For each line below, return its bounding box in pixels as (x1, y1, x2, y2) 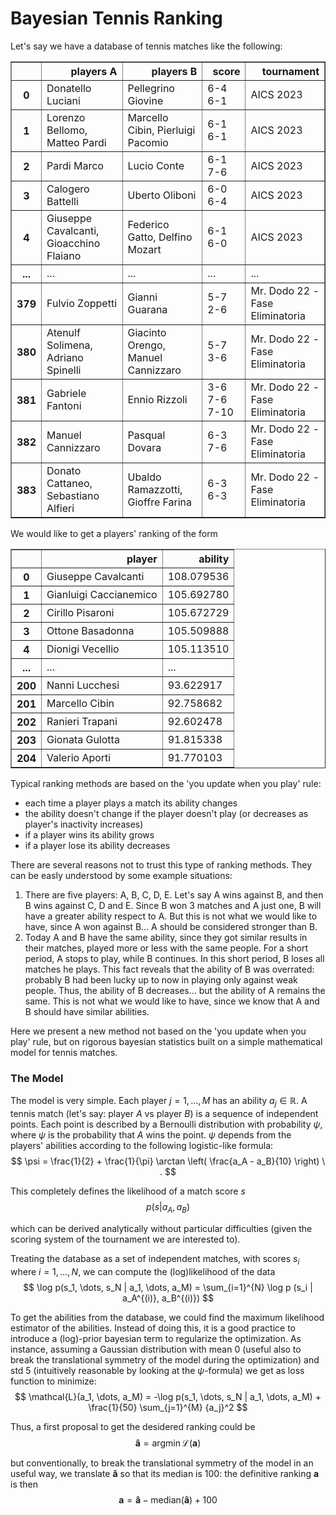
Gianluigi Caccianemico (46, 587, 158, 601)
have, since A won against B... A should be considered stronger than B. (24, 920, 318, 932)
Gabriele (46, 386, 87, 400)
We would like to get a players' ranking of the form (10, 527, 218, 539)
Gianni (127, 290, 158, 304)
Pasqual (127, 428, 166, 442)
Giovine (127, 93, 164, 107)
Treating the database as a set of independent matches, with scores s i (10, 1252, 300, 1267)
